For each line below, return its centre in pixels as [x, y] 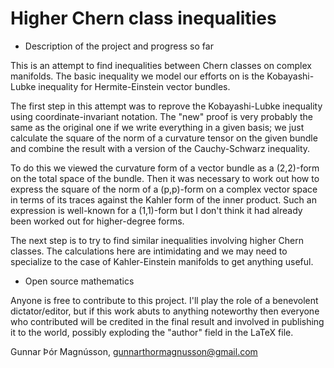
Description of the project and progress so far [119, 46]
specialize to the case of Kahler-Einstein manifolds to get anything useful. [162, 261]
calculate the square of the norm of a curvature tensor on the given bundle [164, 138]
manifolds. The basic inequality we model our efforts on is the [137, 76]
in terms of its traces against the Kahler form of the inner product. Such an [163, 199]
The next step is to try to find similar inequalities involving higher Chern [157, 240]
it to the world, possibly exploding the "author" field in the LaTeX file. [152, 332]
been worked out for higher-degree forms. [97, 221]
